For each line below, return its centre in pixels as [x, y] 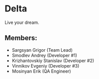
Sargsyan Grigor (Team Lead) [42, 50]
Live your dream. [22, 22]
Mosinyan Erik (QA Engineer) [41, 71]
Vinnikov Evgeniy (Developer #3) [46, 66]
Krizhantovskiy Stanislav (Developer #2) [53, 61]
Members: [21, 38]
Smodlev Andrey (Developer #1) [45, 55]
